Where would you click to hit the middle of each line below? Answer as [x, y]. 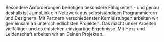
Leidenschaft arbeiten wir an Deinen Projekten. [54, 34]
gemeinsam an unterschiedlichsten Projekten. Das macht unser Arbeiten [81, 23]
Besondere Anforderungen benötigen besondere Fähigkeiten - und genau [82, 7]
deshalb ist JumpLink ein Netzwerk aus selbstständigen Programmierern [81, 13]
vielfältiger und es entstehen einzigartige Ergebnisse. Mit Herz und [75, 29]
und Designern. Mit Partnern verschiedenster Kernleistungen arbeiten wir [82, 18]
